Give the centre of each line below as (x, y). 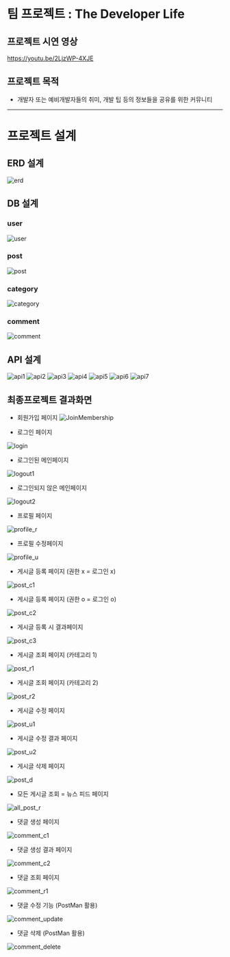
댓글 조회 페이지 (38, 878)
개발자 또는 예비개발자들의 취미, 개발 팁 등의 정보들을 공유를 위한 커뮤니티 (115, 99)
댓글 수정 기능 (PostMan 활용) (57, 906)
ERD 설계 (26, 163)
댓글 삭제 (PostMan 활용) (51, 933)
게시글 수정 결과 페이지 (47, 738)
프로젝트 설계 (42, 136)
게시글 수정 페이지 (41, 710)
